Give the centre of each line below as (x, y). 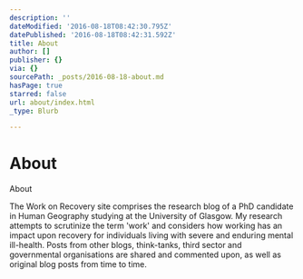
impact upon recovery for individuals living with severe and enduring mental (151, 235)
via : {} (24, 69)
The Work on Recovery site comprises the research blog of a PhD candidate (151, 206)
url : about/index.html (52, 102)
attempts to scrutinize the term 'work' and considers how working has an (146, 226)
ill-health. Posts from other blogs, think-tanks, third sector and (126, 245)
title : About (34, 43)
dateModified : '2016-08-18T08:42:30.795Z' (91, 26)
